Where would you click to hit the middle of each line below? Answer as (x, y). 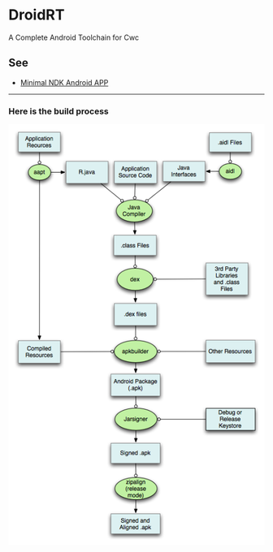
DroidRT (37, 15)
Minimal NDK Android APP (64, 82)
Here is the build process (59, 111)
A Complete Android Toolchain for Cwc (74, 37)
